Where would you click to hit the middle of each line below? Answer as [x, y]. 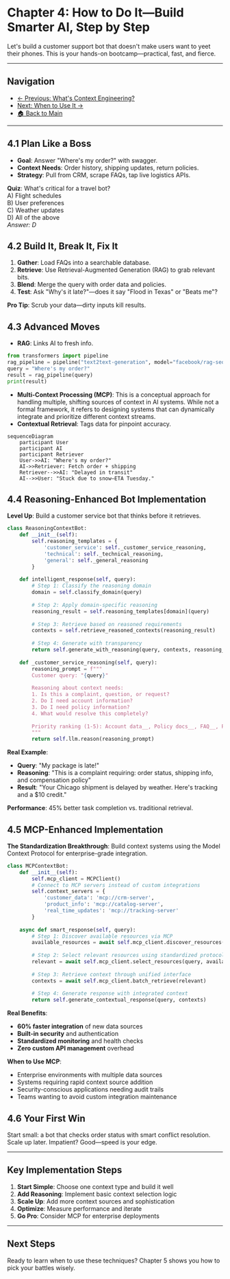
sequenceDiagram [30, 436]
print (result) [27, 381]
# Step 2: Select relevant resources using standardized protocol [128, 956]
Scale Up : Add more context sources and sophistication [96, 1201]
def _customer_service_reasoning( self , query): [88, 662]
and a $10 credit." [42, 795]
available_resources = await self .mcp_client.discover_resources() [130, 943]
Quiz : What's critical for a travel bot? [59, 188]
